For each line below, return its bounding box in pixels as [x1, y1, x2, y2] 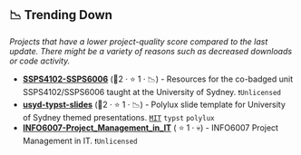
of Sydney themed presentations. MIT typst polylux [22, 111, 215, 122]
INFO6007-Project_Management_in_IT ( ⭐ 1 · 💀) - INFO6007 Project [22, 121, 279, 133]
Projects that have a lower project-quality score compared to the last [9, 35, 268, 47]
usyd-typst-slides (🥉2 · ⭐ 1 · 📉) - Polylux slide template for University [22, 99, 286, 110]
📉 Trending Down [9, 7, 113, 23]
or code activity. [9, 55, 71, 66]
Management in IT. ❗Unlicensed [22, 135, 138, 146]
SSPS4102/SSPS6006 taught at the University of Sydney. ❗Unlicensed [22, 86, 281, 97]
